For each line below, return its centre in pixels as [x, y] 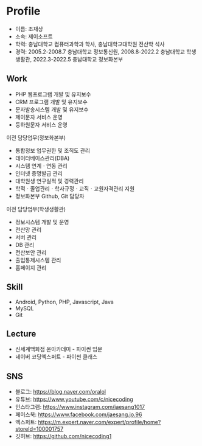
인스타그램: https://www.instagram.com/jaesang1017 [80, 407]
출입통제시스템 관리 [38, 260]
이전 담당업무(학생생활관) [36, 209]
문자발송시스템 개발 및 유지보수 [52, 109]
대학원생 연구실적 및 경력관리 [49, 181]
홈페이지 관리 [31, 267]
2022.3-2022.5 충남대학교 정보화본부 [78, 59]
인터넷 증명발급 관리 [39, 173]
